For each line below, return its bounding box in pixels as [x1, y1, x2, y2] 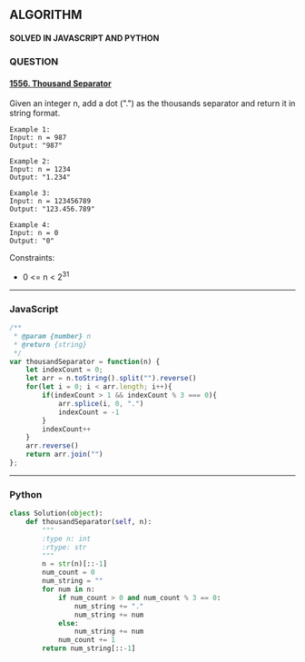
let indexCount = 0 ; [25, 365, 103, 375]
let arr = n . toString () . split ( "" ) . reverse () [25, 374, 197, 383]
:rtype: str [42, 542, 88, 552]
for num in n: [42, 585, 95, 594]
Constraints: [9, 252, 55, 263]
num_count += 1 [57, 636, 116, 645]
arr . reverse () [25, 441, 79, 450]
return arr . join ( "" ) [25, 450, 103, 459]
